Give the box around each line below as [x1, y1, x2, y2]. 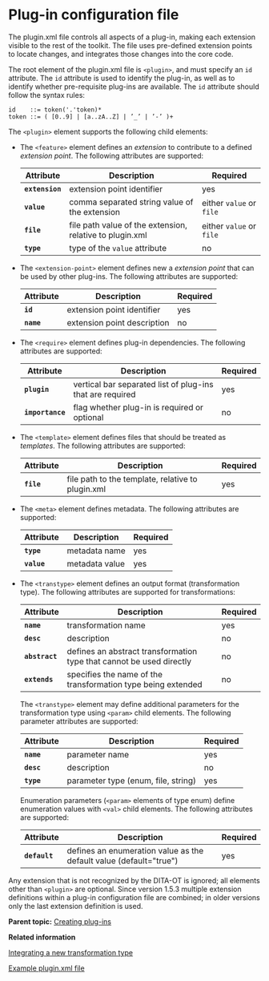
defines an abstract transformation [66, 645, 198, 656]
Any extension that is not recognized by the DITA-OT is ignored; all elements [8, 875, 260, 885]
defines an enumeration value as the [66, 845, 204, 856]
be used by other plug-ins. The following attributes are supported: [19, 271, 239, 281]
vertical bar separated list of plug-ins [73, 378, 214, 390]
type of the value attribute [69, 242, 167, 253]
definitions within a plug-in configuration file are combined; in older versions [8, 892, 260, 902]
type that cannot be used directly [66, 656, 192, 667]
